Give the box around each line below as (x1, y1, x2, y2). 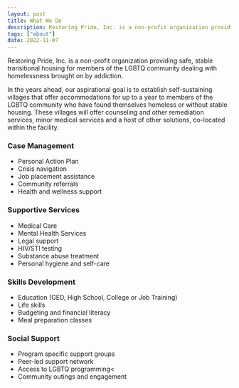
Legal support (17, 236, 59, 245)
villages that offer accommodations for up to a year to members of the (7, 93, 213, 102)
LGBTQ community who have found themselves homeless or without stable (7, 100, 228, 109)
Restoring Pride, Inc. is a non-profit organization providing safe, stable (7, 56, 213, 65)
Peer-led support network (17, 357, 94, 366)
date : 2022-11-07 (7, 37, 59, 44)
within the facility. (7, 123, 59, 132)
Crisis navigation (17, 164, 68, 173)
